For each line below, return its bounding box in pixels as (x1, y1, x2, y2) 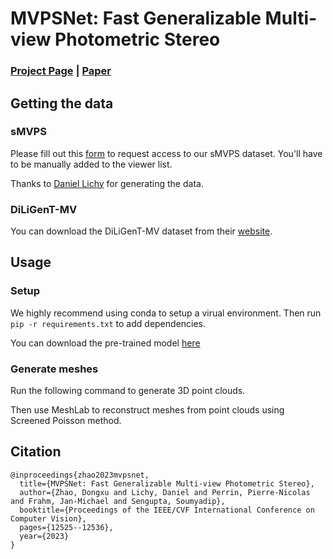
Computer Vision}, (10, 513, 87, 524)
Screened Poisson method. (10, 415, 122, 427)
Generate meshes (10, 362, 99, 376)
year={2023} (19, 531, 70, 541)
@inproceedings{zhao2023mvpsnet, (10, 470, 150, 480)
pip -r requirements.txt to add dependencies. (10, 317, 207, 329)
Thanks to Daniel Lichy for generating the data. (10, 177, 204, 189)
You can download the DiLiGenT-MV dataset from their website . (10, 225, 273, 237)
